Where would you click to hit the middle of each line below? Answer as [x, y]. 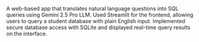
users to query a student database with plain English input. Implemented [96, 21]
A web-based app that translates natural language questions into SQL [93, 9]
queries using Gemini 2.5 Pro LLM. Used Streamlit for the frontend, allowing [100, 15]
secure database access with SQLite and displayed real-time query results [98, 27]
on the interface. [27, 34]
